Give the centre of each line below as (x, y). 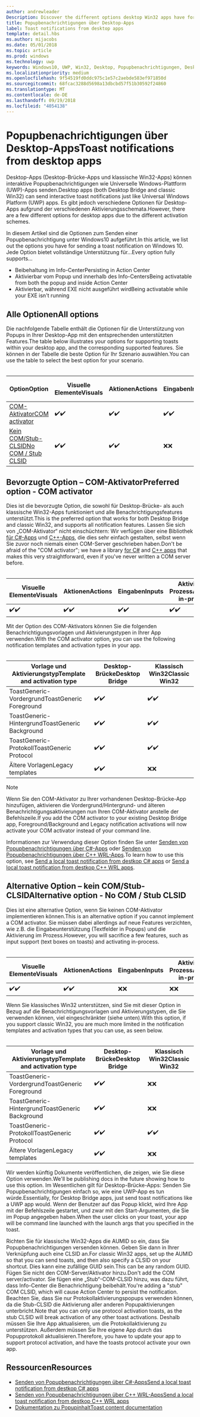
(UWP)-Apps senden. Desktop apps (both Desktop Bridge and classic (91, 190)
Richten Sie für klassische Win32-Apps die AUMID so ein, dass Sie (88, 1241)
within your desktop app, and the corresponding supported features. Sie (95, 348)
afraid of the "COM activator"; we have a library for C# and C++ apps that (97, 550)
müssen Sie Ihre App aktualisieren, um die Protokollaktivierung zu (87, 1323)
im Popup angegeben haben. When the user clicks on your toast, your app (97, 1217)
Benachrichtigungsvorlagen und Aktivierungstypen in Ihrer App (84, 632)
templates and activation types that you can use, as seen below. (85, 1030)
